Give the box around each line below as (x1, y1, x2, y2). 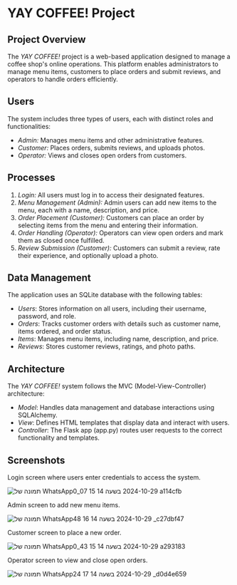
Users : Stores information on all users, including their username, (17, 304, 206, 313)
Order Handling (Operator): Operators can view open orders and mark (17, 228, 223, 237)
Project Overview (7, 33, 86, 46)
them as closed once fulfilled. (17, 236, 105, 244)
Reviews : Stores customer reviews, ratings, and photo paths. (17, 342, 196, 351)
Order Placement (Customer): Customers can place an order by (17, 213, 204, 222)
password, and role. (17, 312, 76, 321)
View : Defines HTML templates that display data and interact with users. (17, 418, 230, 427)
